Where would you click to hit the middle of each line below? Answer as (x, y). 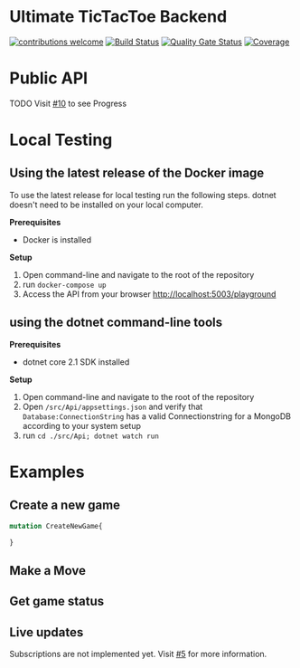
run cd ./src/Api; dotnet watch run (91, 435)
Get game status (57, 601)
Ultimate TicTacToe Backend (118, 17)
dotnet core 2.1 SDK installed (76, 362)
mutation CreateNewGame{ (56, 526)
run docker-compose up (64, 284)
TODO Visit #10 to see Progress (68, 103)
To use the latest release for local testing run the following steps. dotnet (143, 195)
